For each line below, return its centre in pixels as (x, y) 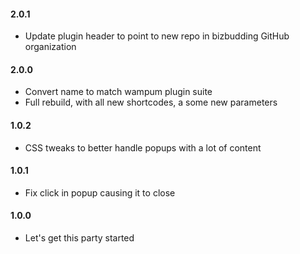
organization (50, 47)
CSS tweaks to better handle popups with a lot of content (143, 147)
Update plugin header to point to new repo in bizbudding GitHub (157, 36)
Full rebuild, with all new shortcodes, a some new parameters (151, 102)
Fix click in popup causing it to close (100, 192)
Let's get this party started (79, 238)
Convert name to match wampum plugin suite (118, 92)
